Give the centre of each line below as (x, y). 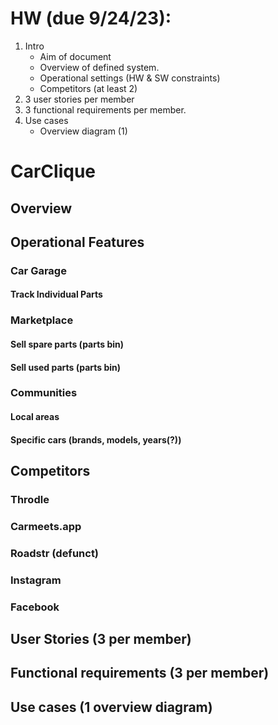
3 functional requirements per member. (105, 109)
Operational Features (77, 242)
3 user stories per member (79, 99)
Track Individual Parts (56, 294)
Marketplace (42, 320)
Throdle (30, 499)
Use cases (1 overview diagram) (111, 707)
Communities (44, 393)
